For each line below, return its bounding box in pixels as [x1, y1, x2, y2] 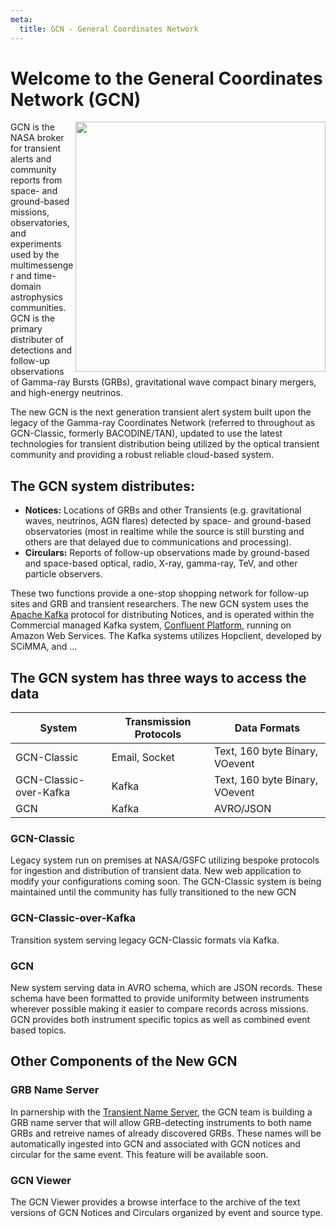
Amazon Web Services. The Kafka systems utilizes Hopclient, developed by [10, 630, 322, 642]
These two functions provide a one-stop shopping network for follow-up [10, 587, 309, 600]
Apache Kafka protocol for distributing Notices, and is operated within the [10, 609, 315, 621]
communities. [10, 302, 67, 314]
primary [10, 323, 43, 335]
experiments [10, 238, 62, 250]
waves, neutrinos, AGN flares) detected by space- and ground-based [24, 515, 312, 527]
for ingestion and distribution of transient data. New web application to [10, 865, 302, 877]
